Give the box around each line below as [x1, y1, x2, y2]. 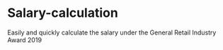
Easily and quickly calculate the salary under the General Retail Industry [7, 28, 217, 37]
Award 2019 [7, 35, 42, 44]
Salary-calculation [7, 5, 118, 21]
